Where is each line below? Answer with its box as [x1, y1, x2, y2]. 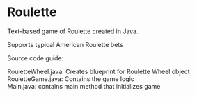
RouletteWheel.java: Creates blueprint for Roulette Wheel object [7, 67, 190, 76]
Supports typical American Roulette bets [7, 40, 123, 48]
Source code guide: [7, 53, 64, 62]
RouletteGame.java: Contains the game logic [7, 74, 134, 83]
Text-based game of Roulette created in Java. [7, 27, 139, 35]
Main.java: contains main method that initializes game [7, 82, 161, 90]
